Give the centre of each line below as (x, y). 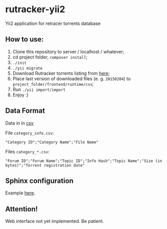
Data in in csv (20, 123)
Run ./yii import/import (39, 89)
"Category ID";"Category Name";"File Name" (52, 142)
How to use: (25, 39)
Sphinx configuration (39, 181)
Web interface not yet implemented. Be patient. (55, 221)
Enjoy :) (21, 94)
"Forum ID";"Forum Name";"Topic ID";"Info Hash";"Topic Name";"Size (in (84, 161)
